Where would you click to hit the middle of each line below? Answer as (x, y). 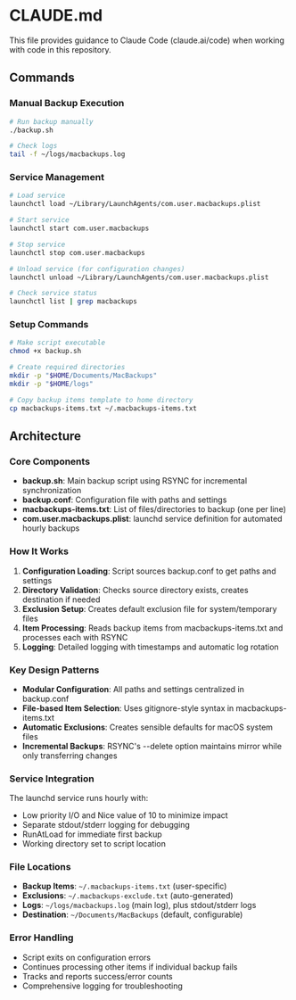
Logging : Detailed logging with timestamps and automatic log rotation (150, 647)
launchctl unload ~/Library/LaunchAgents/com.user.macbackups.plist (139, 277)
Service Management (57, 178)
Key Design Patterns (54, 670)
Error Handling (41, 938)
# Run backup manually (51, 121)
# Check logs (33, 146)
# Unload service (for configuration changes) (97, 269)
